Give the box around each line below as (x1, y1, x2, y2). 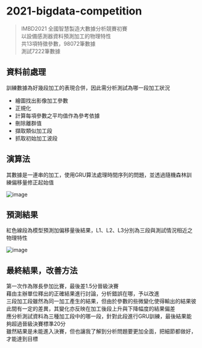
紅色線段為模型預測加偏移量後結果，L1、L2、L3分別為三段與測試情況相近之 (6, 227, 193, 234)
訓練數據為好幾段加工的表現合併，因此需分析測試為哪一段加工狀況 (6, 84, 170, 91)
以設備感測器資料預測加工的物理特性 (21, 32, 112, 40)
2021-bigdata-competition (6, 4, 142, 18)
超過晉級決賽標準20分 (11, 320, 66, 327)
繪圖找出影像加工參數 (14, 96, 68, 104)
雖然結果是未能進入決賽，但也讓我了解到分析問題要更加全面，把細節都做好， (6, 327, 197, 335)
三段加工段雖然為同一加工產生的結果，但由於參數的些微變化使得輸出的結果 (6, 297, 191, 305)
